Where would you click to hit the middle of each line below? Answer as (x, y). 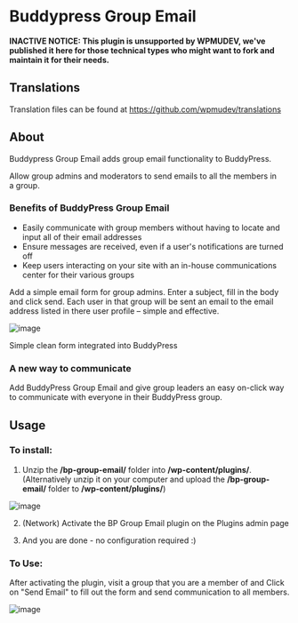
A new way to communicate (70, 368)
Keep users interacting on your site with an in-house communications (149, 265)
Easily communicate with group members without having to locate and (151, 228)
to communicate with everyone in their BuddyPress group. (116, 397)
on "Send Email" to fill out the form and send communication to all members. (149, 592)
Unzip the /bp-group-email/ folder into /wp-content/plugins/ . (137, 469)
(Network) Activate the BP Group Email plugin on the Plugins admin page (155, 523)
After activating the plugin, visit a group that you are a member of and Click (147, 583)
